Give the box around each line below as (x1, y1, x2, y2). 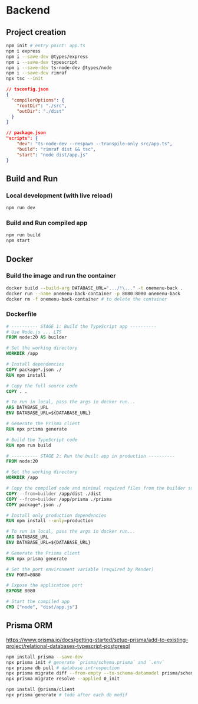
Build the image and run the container (6, 272, 116, 280)
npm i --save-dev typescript (6, 59, 78, 65)
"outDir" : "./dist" (16, 108, 65, 114)
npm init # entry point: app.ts (6, 43, 85, 48)
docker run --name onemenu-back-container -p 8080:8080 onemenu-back (6, 291, 181, 296)
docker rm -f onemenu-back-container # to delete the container (6, 296, 167, 302)
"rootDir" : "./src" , (16, 103, 67, 109)
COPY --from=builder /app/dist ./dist (6, 491, 101, 497)
